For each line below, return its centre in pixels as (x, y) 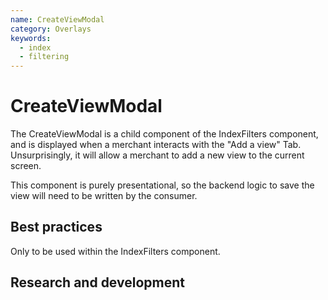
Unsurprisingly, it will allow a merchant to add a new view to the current (157, 155)
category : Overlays (51, 29)
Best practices (56, 227)
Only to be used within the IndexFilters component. (115, 251)
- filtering (44, 57)
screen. (26, 166)
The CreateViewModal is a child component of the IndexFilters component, (164, 134)
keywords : (31, 38)
